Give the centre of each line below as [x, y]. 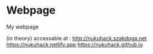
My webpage [23, 27]
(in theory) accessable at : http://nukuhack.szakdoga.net [76, 38]
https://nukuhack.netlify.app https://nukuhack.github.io [75, 45]
